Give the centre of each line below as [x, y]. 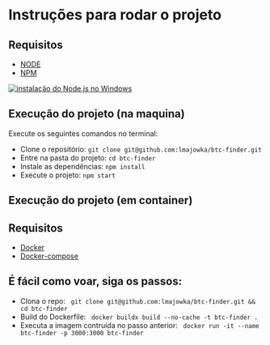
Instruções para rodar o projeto [115, 15]
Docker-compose [49, 256]
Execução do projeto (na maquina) [97, 114]
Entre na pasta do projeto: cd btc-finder [88, 158]
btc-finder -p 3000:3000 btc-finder [82, 333]
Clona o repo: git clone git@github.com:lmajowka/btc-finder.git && [138, 300]
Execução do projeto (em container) [101, 200]
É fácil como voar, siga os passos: [95, 281]
